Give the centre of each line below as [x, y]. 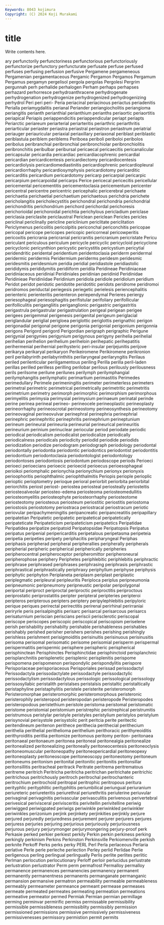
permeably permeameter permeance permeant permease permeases [75, 886]
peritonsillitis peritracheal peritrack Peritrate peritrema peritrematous [74, 767]
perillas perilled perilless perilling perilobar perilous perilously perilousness [80, 367]
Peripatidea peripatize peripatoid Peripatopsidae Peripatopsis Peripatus [77, 528]
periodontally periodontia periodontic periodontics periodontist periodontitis [82, 450]
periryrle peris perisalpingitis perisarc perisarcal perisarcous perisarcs [76, 611]
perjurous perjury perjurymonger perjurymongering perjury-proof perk [76, 829]
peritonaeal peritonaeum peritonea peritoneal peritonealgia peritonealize [78, 741]
